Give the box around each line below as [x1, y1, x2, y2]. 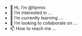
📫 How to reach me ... [9, 26, 56, 31]
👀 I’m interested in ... [9, 10, 52, 16]
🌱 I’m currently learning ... [9, 15, 63, 20]
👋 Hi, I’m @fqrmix [9, 5, 46, 10]
